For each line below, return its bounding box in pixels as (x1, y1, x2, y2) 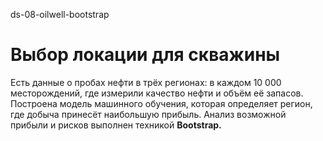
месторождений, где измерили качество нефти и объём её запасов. (10, 87, 304, 99)
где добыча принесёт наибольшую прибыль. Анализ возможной (10, 108, 287, 120)
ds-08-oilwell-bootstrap (10, 9, 110, 20)
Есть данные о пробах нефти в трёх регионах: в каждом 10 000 (10, 76, 282, 88)
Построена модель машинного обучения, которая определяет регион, (10, 97, 313, 109)
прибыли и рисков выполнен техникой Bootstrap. (10, 119, 222, 131)
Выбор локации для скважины (10, 44, 281, 66)
